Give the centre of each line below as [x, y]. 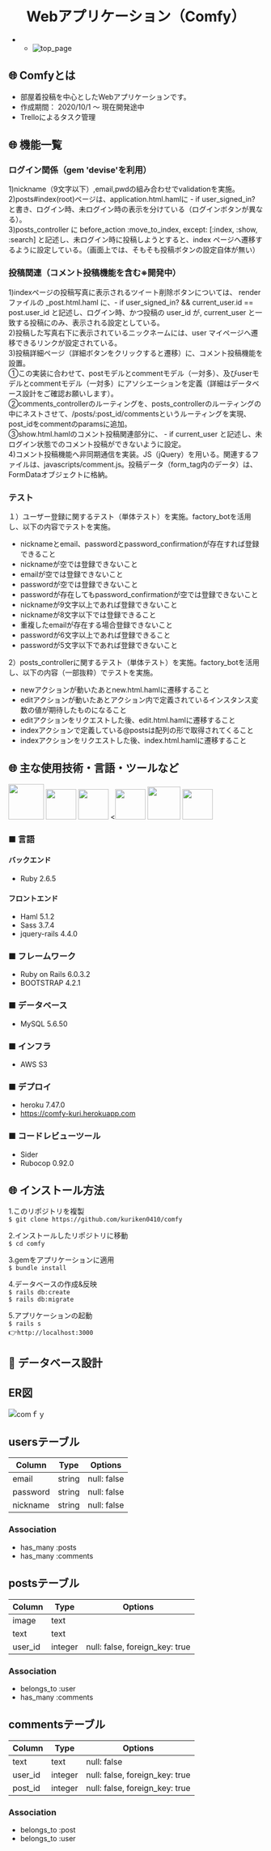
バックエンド [30, 860]
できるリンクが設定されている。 [68, 343]
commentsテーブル [57, 1725]
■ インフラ [30, 1046]
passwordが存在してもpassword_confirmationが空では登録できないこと [139, 595]
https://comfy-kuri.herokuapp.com [78, 1114]
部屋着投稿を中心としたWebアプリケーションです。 [105, 96]
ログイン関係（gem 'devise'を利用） [80, 170]
